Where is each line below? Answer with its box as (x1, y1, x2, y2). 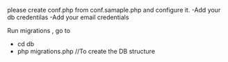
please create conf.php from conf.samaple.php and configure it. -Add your (7, 6, 221, 14)
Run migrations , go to (7, 27, 71, 34)
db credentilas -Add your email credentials (7, 13, 129, 21)
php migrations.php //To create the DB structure (17, 48, 155, 55)
